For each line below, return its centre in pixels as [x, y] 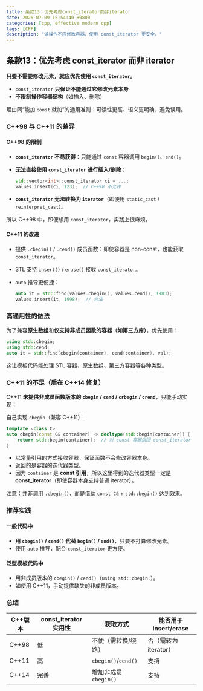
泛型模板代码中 [25, 563]
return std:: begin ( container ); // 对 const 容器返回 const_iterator [104, 440]
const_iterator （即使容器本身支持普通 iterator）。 [76, 480]
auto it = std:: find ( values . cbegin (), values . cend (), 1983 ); [94, 294]
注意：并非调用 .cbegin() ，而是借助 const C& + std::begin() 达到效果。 [96, 493]
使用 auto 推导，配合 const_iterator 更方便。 [72, 548]
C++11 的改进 [23, 234]
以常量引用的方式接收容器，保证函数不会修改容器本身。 [84, 458]
